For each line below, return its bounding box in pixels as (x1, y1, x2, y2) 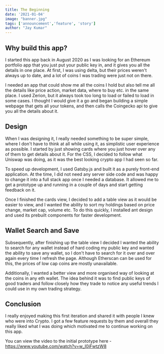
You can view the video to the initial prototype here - (5, 338, 112, 344)
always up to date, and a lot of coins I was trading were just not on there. (5, 72, 153, 78)
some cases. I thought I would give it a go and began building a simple (5, 97, 148, 103)
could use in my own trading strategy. (5, 286, 82, 291)
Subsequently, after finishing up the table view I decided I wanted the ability (5, 239, 159, 245)
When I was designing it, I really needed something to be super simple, (5, 135, 149, 141)
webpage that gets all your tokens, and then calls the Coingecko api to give (5, 103, 158, 109)
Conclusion (5, 300, 41, 308)
